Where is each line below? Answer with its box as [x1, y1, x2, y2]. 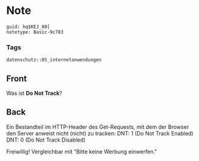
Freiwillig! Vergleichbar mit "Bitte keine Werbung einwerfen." [6, 148, 158, 155]
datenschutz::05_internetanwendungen [6, 57, 102, 63]
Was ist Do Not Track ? [6, 89, 62, 97]
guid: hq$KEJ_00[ [6, 24, 50, 30]
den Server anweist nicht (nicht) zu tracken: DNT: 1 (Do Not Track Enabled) [6, 129, 194, 137]
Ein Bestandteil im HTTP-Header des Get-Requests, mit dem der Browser [6, 123, 189, 131]
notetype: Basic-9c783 [6, 29, 64, 35]
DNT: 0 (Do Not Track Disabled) [6, 136, 86, 143]
